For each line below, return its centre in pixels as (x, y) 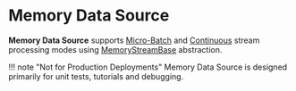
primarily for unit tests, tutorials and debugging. (96, 76)
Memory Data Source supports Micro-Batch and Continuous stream (134, 40)
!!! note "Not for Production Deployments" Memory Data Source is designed (148, 67)
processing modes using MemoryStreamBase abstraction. (115, 49)
